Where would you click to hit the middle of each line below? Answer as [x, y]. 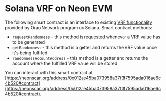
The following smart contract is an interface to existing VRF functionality [79, 22]
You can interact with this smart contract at [49, 72]
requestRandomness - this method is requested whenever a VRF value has [86, 37]
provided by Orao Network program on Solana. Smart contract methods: [79, 27]
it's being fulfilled [30, 53]
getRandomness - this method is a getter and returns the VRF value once [84, 47]
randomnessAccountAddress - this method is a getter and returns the [80, 58]
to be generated [29, 42]
